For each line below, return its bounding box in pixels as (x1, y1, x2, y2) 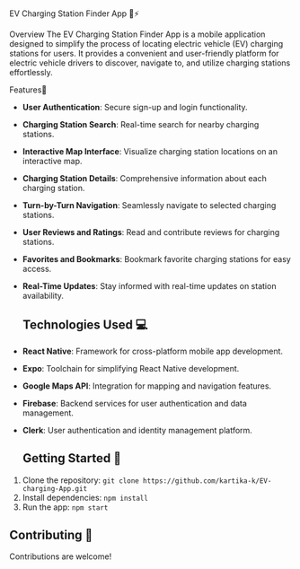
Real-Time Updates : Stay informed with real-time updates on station (22, 281, 277, 291)
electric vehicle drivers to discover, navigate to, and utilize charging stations (9, 57, 291, 68)
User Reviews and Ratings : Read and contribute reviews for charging (22, 227, 280, 237)
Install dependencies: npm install (22, 492, 148, 503)
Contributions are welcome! (9, 551, 112, 562)
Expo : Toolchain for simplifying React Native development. (22, 363, 240, 373)
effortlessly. (9, 67, 54, 77)
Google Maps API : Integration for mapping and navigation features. (22, 381, 272, 391)
